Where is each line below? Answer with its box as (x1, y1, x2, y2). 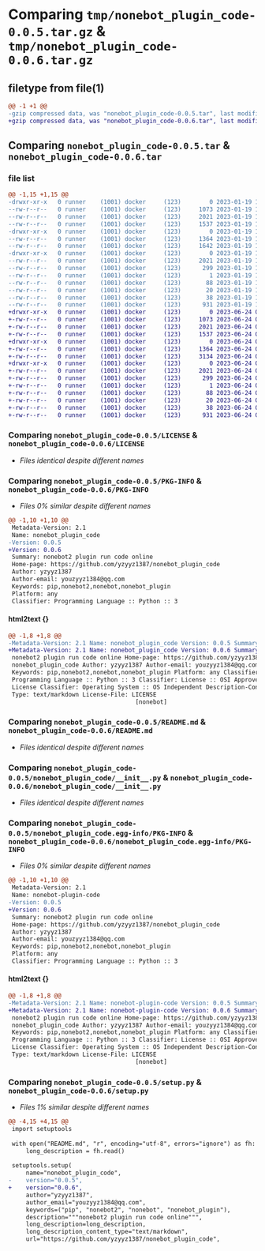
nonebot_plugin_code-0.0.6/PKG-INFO (8, 485, 149, 494)
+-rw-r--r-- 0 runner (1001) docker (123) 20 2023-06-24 (8, 396, 252, 404)
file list (8, 172, 35, 183)
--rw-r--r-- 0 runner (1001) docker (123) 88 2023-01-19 (8, 279, 252, 287)
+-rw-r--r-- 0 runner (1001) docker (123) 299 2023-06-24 (8, 374, 252, 382)
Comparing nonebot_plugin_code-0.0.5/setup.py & (8, 1076, 203, 1088)
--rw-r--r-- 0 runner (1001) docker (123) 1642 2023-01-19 (8, 242, 252, 250)
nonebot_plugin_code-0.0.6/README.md (8, 727, 154, 735)
